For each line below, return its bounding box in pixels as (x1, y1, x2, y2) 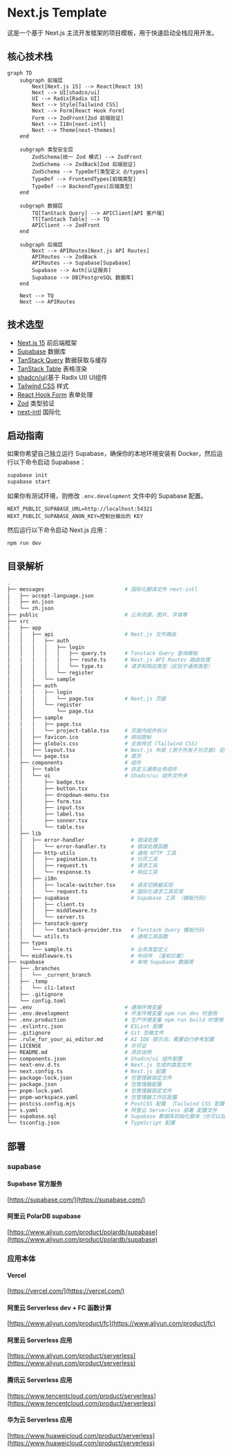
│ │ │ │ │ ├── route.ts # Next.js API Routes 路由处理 (7, 656, 211, 663)
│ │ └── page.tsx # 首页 (7, 753, 142, 760)
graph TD (7, 69, 32, 77)
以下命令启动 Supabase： (12, 458, 86, 466)
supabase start (7, 479, 51, 486)
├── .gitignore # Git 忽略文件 (7, 1029, 164, 1037)
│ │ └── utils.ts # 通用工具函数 (7, 932, 168, 940)
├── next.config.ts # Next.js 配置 (7, 1068, 166, 1075)
